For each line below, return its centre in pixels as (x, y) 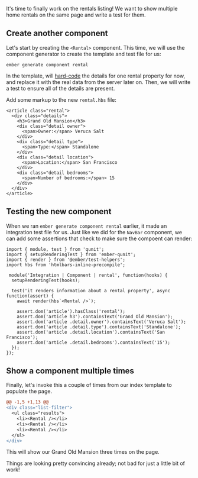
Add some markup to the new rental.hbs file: (61, 99)
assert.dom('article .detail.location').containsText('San (91, 332)
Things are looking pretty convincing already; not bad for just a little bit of (95, 463)
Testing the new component (59, 211)
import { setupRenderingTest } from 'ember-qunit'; (71, 254)
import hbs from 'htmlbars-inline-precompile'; (66, 265)
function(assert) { (30, 296)
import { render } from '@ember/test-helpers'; (66, 260)
